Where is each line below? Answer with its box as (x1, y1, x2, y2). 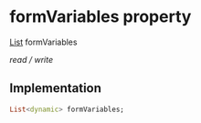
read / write (9, 54, 53, 65)
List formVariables (9, 36, 78, 47)
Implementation (9, 80, 102, 97)
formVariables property (9, 6, 192, 27)
